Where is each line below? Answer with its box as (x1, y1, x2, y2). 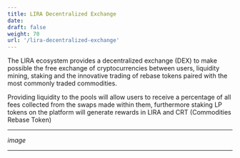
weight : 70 (7, 30, 40, 38)
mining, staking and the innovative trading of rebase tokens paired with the (7, 72, 228, 80)
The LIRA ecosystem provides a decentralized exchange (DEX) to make (7, 56, 218, 65)
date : (7, 17, 24, 24)
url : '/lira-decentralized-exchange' (7, 37, 120, 44)
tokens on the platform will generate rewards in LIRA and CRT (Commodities (7, 108, 231, 117)
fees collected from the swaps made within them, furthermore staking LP (7, 100, 223, 109)
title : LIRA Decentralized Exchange (7, 10, 116, 18)
